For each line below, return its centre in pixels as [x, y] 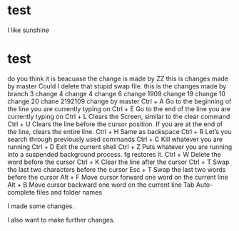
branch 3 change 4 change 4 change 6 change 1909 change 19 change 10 [117, 93]
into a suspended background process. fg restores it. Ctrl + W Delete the [114, 154]
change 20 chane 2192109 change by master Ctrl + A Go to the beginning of [119, 101]
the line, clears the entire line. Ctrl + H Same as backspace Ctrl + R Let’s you [119, 131]
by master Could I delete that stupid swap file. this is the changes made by [117, 86]
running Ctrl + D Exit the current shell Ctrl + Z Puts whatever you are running [120, 147]
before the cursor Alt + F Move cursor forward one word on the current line [118, 177]
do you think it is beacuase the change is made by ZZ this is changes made [118, 78]
